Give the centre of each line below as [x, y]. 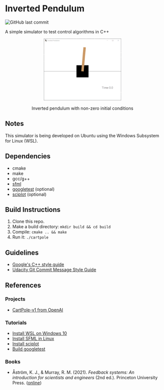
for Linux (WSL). [22, 141]
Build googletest [29, 349]
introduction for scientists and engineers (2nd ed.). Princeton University [85, 378]
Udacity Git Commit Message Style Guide [54, 270]
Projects [15, 299]
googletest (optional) [33, 189]
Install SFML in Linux [33, 339]
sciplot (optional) [29, 194]
